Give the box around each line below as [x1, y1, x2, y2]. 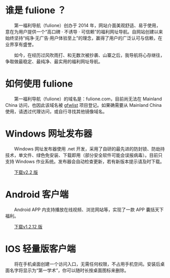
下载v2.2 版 [14, 169, 38, 175]
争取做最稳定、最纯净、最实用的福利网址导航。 [5, 58, 103, 64]
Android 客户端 [5, 189, 69, 200]
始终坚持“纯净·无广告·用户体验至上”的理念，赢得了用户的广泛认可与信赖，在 [5, 35, 163, 41]
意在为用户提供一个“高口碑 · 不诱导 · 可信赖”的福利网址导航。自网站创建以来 [5, 28, 163, 34]
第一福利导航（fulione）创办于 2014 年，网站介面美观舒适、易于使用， [14, 22, 161, 28]
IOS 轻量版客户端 [5, 243, 76, 255]
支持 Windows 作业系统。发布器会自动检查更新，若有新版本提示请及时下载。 [5, 158, 164, 165]
